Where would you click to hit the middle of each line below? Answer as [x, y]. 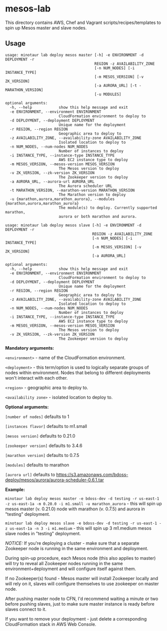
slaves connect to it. [26, 609]
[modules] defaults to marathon [37, 465]
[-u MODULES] [108, 94]
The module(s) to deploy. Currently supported [108, 208]
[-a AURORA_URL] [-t [116, 85]
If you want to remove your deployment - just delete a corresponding [76, 619]
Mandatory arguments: [30, 348]
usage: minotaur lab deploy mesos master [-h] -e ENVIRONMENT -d [74, 55]
